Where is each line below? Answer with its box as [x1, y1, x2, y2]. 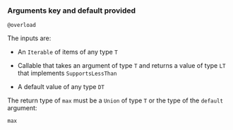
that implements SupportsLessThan [17, 69, 117, 78]
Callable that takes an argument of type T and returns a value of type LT [17, 61, 226, 70]
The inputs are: [7, 34, 52, 42]
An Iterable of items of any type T [17, 48, 118, 57]
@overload [7, 22, 37, 29]
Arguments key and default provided [7, 6, 136, 16]
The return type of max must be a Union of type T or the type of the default [7, 96, 224, 105]
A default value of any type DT [17, 83, 104, 91]
